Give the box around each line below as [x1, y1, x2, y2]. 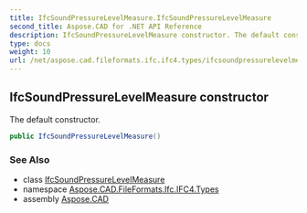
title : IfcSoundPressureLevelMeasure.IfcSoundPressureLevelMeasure [9, 13, 272, 23]
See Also [9, 153, 50, 165]
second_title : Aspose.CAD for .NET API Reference [9, 22, 203, 31]
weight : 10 [9, 48, 51, 57]
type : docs [9, 38, 51, 48]
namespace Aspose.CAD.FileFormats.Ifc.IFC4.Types [22, 184, 219, 195]
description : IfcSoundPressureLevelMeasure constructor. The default [9, 30, 281, 39]
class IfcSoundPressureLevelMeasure [22, 174, 165, 185]
